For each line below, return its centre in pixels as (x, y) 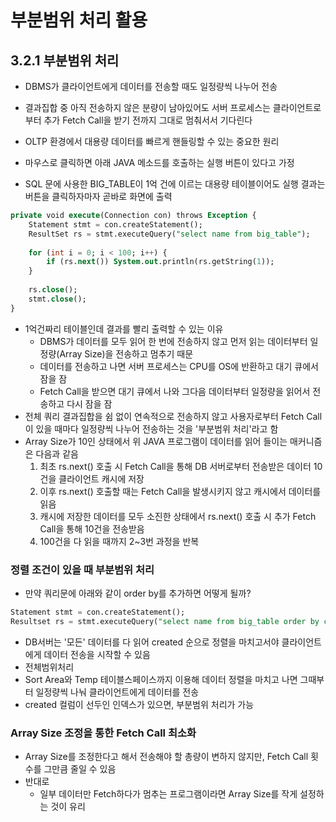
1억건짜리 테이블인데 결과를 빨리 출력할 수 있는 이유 (124, 328)
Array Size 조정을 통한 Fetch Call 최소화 (103, 733)
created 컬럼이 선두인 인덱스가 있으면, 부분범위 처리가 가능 (139, 704)
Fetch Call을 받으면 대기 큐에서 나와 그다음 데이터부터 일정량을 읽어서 (175, 391)
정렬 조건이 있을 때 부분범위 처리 (82, 569)
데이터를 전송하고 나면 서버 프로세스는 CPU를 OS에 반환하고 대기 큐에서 (179, 366)
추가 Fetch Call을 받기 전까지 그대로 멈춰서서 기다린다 (148, 120)
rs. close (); (53, 290)
